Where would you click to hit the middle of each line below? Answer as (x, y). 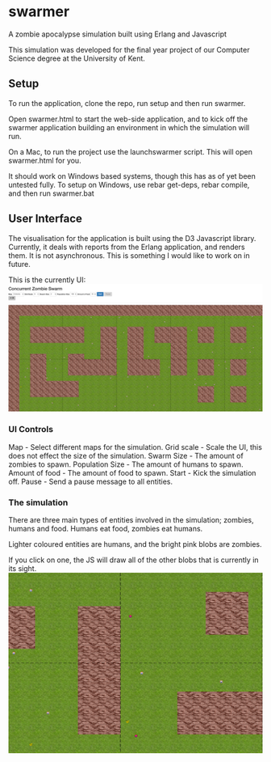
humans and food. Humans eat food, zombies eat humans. (106, 529)
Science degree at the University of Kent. (77, 58)
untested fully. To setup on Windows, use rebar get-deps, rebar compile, (129, 184)
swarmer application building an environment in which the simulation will (129, 127)
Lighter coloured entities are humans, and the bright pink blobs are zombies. (135, 544)
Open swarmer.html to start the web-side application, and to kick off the (128, 119)
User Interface (46, 219)
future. (19, 264)
